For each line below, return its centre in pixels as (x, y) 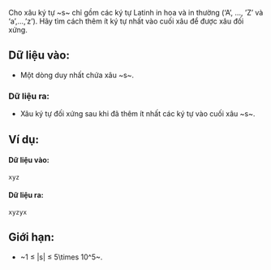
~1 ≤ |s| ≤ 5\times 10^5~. (61, 257)
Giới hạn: (32, 237)
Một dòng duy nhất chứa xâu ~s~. (77, 75)
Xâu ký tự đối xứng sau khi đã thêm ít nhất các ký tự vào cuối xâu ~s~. (138, 114)
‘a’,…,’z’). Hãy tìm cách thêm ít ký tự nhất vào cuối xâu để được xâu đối (126, 21)
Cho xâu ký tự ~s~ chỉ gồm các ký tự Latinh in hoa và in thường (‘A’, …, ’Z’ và (136, 13)
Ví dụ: (24, 139)
